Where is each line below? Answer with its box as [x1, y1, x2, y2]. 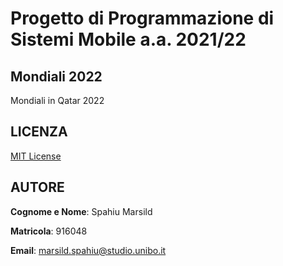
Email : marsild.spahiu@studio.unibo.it [10, 244, 167, 256]
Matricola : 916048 [10, 225, 88, 237]
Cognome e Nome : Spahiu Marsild [10, 205, 153, 217]
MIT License [10, 150, 62, 162]
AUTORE [10, 179, 65, 196]
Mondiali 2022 [10, 68, 103, 85]
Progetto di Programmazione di [10, 7, 275, 30]
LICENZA [10, 123, 68, 141]
